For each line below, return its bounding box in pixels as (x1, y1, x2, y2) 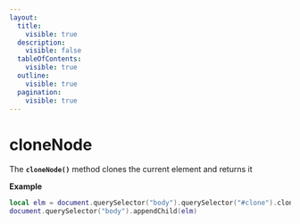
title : (17, 21, 42, 30)
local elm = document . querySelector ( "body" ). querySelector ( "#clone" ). (9, 198, 278, 208)
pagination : (17, 87, 62, 96)
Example (9, 181, 43, 192)
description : (17, 37, 66, 47)
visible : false (25, 46, 82, 55)
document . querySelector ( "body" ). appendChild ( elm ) (9, 207, 198, 216)
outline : (17, 71, 50, 80)
